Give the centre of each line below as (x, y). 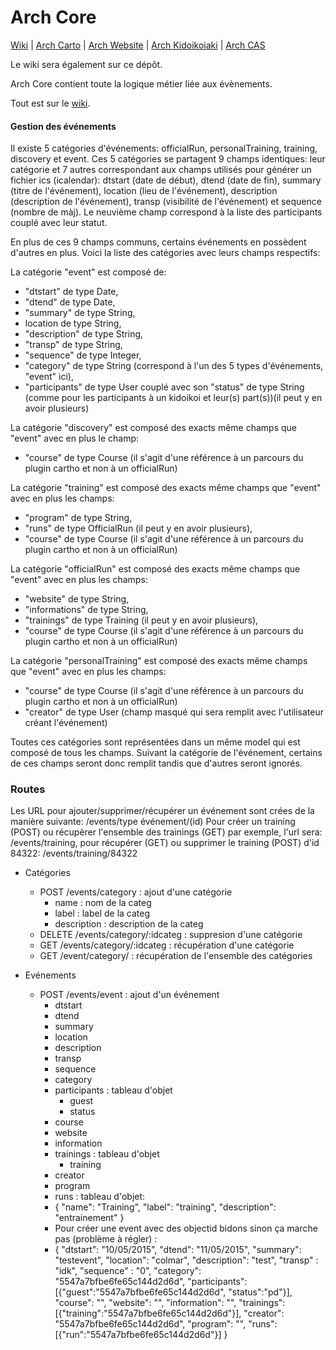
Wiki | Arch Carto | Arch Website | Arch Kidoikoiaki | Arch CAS (138, 45)
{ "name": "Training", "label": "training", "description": (165, 1207)
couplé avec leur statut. (59, 223)
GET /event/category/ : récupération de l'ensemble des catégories (176, 956)
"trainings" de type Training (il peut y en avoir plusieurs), (141, 620)
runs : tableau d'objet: (100, 1197)
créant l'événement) (66, 723)
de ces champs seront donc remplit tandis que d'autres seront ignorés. (156, 763)
